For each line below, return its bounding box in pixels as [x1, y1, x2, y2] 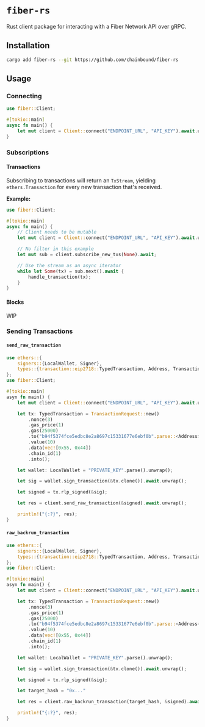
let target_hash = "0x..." [17, 688, 86, 694]
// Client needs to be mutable [17, 229, 97, 235]
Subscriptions [6, 148, 49, 157]
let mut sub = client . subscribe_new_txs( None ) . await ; [17, 252, 157, 258]
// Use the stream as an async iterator [17, 262, 121, 268]
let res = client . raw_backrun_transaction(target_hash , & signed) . [17, 699, 190, 705]
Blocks [6, 298, 24, 306]
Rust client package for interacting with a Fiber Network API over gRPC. [6, 23, 187, 30]
